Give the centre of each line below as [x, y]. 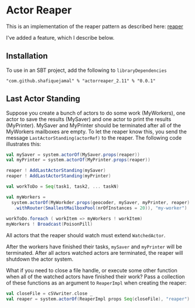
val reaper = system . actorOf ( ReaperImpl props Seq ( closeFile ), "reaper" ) [98, 299]
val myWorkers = [26, 197]
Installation [27, 56]
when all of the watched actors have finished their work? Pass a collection [96, 277]
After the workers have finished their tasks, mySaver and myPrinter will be [94, 247]
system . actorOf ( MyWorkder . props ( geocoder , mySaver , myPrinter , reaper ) [101, 202]
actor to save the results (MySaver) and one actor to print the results [89, 119]
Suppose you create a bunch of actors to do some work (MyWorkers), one [96, 113]
